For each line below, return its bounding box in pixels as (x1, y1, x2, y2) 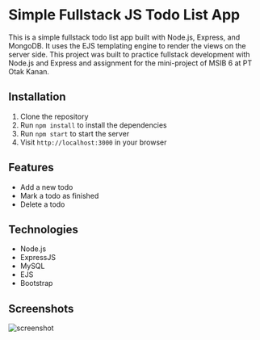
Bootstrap (19, 279, 53, 288)
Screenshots (8, 301, 74, 316)
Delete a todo (19, 199, 65, 209)
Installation (8, 90, 66, 104)
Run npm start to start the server (19, 128, 130, 138)
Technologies (8, 222, 79, 236)
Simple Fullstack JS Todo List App (8, 6, 241, 24)
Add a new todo (19, 182, 73, 191)
